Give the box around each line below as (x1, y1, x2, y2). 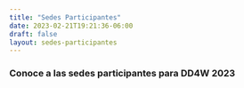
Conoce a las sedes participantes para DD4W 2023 (9, 68, 236, 80)
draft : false (9, 29, 58, 38)
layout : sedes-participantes (9, 37, 118, 47)
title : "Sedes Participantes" (9, 12, 122, 22)
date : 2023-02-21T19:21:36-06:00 (9, 21, 134, 30)
